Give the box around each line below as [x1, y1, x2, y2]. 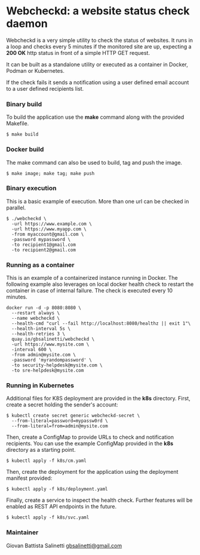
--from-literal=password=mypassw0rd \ [11, 418, 109, 424]
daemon [6, 17, 48, 30]
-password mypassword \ [11, 236, 70, 242]
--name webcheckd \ [11, 315, 60, 322]
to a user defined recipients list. [6, 85, 84, 92]
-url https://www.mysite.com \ [11, 341, 90, 347]
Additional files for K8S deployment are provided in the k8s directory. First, [6, 395, 191, 402]
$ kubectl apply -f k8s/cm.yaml [6, 458, 87, 464]
